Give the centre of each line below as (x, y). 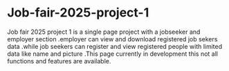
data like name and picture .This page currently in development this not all (112, 54)
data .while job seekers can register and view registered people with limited (115, 46)
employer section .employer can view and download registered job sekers (112, 39)
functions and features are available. (59, 61)
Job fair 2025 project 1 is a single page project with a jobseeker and (104, 32)
